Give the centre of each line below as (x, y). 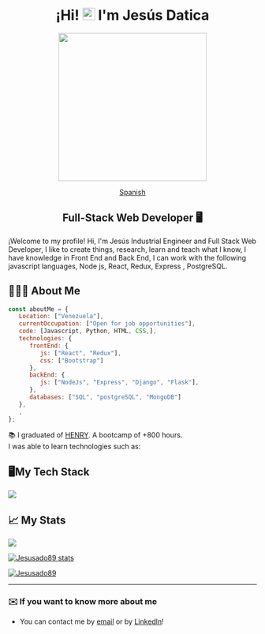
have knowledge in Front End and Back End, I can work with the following (127, 257)
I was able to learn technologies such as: (75, 446)
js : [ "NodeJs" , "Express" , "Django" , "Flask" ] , (119, 383)
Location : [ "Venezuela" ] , (61, 317)
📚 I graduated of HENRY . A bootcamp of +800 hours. (95, 435)
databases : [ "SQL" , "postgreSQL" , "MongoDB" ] (105, 397)
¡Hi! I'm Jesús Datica (132, 15)
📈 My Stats (37, 520)
